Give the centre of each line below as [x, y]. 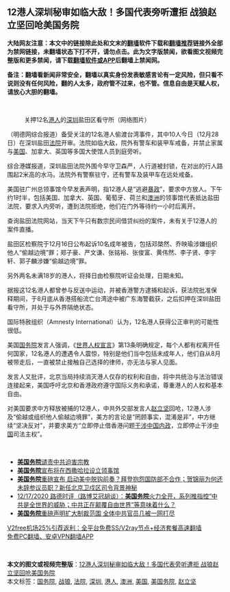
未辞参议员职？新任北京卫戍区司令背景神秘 [77, 487]
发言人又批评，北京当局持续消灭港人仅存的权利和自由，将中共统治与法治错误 [115, 376]
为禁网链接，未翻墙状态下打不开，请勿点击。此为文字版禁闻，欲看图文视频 [112, 51]
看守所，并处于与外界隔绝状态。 [52, 307]
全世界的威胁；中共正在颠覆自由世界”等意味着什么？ [102, 504]
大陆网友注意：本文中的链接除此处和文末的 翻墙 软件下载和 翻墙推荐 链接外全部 [115, 42]
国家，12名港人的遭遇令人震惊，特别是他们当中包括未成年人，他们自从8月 [117, 353]
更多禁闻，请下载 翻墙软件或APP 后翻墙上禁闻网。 [94, 60]
